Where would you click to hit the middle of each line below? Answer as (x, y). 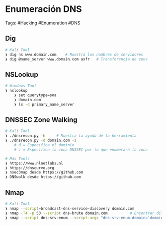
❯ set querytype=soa (35, 95)
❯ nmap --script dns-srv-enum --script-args (52, 218)
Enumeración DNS (43, 9)
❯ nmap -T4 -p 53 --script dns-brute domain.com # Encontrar (80, 213)
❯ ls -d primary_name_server (44, 104)
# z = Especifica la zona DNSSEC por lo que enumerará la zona (81, 150)
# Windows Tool (21, 86)
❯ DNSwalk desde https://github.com (43, 177)
